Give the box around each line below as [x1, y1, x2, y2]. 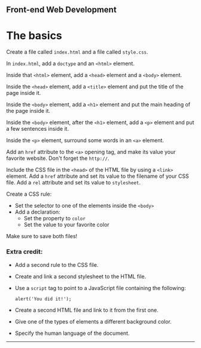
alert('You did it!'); [14, 295, 72, 302]
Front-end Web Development [6, 5, 117, 15]
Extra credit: [6, 248, 43, 256]
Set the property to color [23, 215, 86, 222]
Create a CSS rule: [6, 190, 52, 198]
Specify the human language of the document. [14, 329, 130, 337]
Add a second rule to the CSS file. [14, 261, 99, 268]
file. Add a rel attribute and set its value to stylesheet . [6, 179, 141, 186]
